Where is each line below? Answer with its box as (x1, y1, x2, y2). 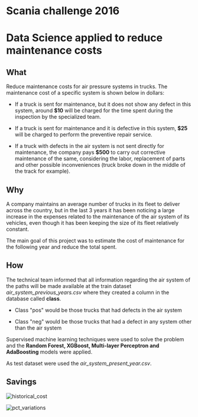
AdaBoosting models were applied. (6, 348, 93, 355)
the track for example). (14, 167, 71, 175)
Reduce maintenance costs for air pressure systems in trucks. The (6, 83, 168, 90)
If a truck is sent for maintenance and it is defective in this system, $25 (14, 125, 188, 132)
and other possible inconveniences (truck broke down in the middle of (14, 161, 186, 169)
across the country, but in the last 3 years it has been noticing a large (6, 207, 175, 214)
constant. (6, 226, 30, 232)
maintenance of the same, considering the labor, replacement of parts (14, 155, 185, 162)
